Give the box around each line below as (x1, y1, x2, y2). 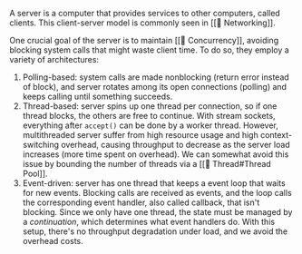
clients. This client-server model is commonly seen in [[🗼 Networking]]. (9, 17, 276, 28)
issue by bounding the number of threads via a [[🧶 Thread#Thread (22, 159, 272, 169)
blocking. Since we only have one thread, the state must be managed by (22, 207, 293, 217)
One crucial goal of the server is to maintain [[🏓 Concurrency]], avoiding (9, 35, 279, 45)
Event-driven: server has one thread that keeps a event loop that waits (22, 178, 286, 189)
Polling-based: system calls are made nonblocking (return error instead (22, 72, 290, 83)
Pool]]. (22, 168, 48, 179)
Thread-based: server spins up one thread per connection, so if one (22, 101, 278, 112)
